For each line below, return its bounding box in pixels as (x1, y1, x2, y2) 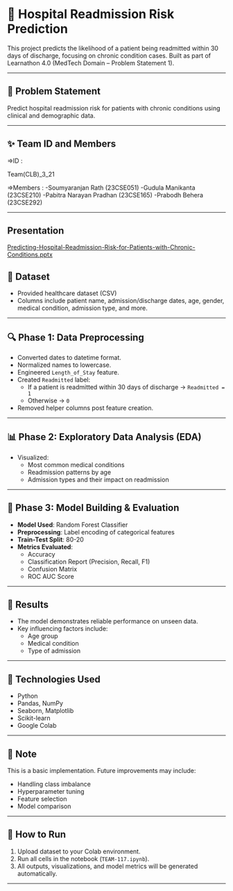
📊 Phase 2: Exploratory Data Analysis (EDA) (7, 431, 202, 443)
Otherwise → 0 (27, 396, 70, 404)
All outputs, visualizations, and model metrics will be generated (17, 862, 198, 870)
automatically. (17, 869, 58, 878)
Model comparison (17, 802, 71, 810)
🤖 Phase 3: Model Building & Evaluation (7, 502, 180, 514)
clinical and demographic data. (7, 111, 96, 120)
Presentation (7, 224, 64, 236)
